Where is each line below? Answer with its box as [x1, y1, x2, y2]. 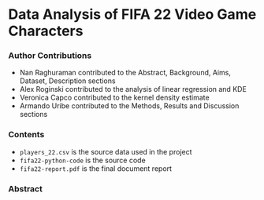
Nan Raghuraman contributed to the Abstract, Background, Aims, [19, 68, 231, 78]
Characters [8, 22, 84, 40]
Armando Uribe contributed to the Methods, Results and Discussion [19, 101, 240, 111]
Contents [8, 129, 45, 140]
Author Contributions [8, 50, 92, 61]
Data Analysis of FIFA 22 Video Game [8, 5, 257, 24]
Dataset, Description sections [19, 76, 116, 85]
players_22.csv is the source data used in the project [19, 147, 192, 156]
